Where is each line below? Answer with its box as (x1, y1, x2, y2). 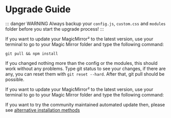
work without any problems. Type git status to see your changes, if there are (5, 65, 166, 72)
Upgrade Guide (5, 4, 71, 15)
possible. (5, 76, 25, 82)
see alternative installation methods (5, 107, 80, 113)
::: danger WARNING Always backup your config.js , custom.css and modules (5, 20, 166, 27)
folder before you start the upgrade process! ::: (5, 26, 104, 32)
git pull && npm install (5, 51, 58, 56)
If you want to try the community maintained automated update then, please (5, 101, 165, 108)
